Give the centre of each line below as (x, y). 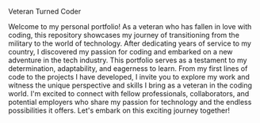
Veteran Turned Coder (45, 11)
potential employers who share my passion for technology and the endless (130, 102)
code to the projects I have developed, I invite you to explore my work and (129, 77)
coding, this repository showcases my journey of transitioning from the (124, 35)
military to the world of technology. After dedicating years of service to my (130, 43)
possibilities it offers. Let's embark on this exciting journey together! (119, 110)
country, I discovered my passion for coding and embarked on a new (120, 52)
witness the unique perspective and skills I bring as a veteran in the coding (130, 85)
